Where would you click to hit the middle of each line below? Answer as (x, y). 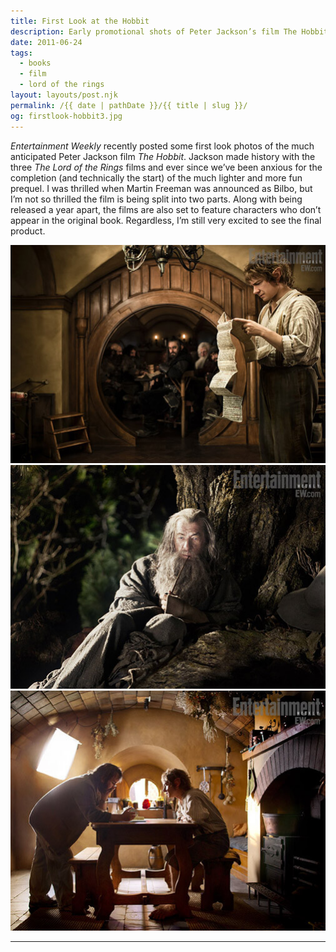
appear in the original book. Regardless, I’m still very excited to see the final (166, 220)
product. (28, 231)
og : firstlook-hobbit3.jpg (66, 116)
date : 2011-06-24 (46, 42)
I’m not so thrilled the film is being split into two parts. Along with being (156, 199)
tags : (21, 53)
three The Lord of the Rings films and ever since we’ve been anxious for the (166, 167)
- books (35, 63)
